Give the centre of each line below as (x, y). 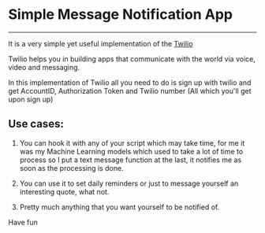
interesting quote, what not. (64, 191)
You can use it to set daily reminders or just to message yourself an (129, 183)
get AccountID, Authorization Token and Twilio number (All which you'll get (130, 91)
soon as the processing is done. (71, 168)
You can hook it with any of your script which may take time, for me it (132, 142)
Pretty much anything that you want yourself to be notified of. (119, 207)
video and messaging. (44, 67)
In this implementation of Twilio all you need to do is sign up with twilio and (130, 82)
